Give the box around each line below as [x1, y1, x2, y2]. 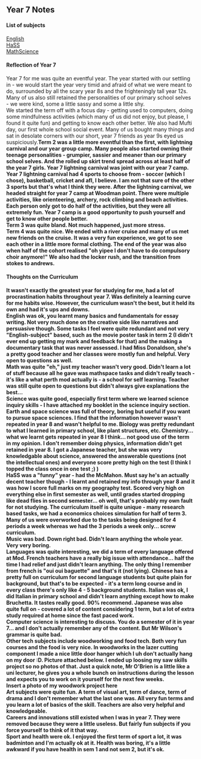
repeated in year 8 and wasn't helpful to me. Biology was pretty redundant [6, 421, 194, 428]
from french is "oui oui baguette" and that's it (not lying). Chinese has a [6, 567, 188, 574]
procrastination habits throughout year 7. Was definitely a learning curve [6, 293, 191, 300]
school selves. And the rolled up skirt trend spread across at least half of [6, 157, 190, 164]
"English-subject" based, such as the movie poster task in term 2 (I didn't [6, 331, 193, 338]
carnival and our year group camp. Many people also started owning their [6, 145, 193, 152]
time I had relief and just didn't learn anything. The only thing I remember [6, 561, 191, 568]
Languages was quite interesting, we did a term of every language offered [6, 548, 194, 555]
